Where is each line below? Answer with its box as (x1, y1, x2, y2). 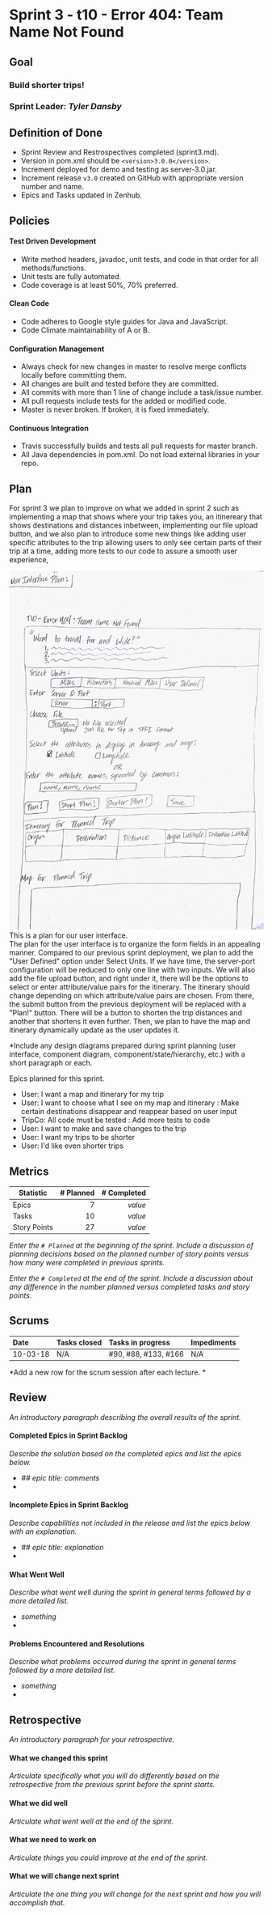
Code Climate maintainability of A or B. (20, 325, 150, 335)
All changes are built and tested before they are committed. (20, 379, 219, 389)
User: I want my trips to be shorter (20, 1133, 136, 1142)
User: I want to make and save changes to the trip (20, 1124, 186, 1133)
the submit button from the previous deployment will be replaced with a (9, 999, 247, 1009)
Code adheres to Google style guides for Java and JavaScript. (20, 317, 228, 327)
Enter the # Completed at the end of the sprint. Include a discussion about (9, 1273, 253, 1283)
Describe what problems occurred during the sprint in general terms (9, 1657, 236, 1667)
